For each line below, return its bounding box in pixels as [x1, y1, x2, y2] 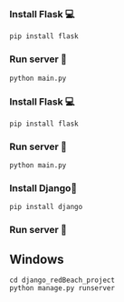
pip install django [9, 203, 83, 212]
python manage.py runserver [9, 284, 116, 293]
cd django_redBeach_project [9, 276, 116, 285]
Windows [9, 251, 64, 267]
